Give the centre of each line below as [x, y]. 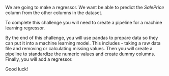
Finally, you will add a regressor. [39, 59]
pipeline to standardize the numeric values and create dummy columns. [80, 54]
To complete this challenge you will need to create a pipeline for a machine [84, 23]
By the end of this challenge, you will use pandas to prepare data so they [82, 38]
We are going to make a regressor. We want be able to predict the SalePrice [85, 7]
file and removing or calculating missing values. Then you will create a [79, 48]
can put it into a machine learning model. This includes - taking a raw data [83, 43]
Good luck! [17, 69]
